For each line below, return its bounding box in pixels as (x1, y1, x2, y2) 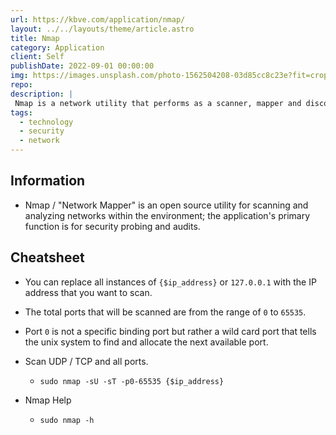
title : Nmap (10, 33, 60, 43)
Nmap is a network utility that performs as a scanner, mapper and (14, 98, 302, 108)
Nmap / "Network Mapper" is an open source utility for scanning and (24, 199, 309, 211)
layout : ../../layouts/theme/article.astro (10, 24, 195, 34)
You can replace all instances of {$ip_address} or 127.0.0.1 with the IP (24, 276, 317, 288)
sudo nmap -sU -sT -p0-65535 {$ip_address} (39, 376, 225, 386)
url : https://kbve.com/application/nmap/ (10, 14, 186, 25)
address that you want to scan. (24, 286, 153, 298)
